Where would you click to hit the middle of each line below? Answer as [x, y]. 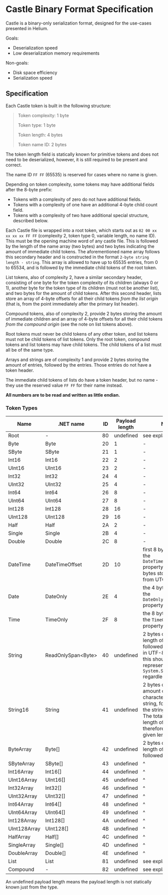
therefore [154, 729]
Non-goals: [17, 63]
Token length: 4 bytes [40, 135]
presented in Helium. [27, 28]
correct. [14, 165]
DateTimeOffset [64, 564]
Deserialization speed [35, 48]
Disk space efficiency [35, 72]
